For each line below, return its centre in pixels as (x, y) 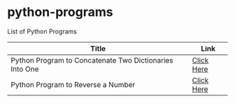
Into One (25, 69)
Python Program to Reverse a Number (73, 84)
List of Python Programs (42, 31)
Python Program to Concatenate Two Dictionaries (92, 60)
